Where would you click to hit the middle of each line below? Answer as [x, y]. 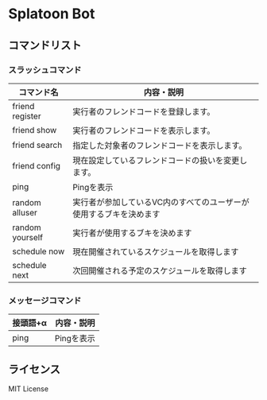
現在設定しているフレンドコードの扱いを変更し [160, 160]
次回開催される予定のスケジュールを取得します [160, 270]
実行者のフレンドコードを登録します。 [144, 111]
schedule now [39, 251]
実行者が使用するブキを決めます [132, 233]
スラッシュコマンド [45, 70]
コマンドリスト [45, 45]
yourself [28, 237]
